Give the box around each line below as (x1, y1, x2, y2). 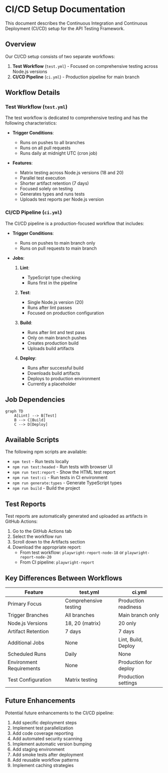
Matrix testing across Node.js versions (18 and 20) (19, 170, 124, 176)
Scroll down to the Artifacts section (12, 539, 85, 545)
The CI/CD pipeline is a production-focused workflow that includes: (5, 220, 144, 227)
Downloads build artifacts (27, 370, 80, 376)
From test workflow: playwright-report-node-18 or (19, 549, 124, 556)
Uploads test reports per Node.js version (19, 196, 104, 202)
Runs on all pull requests (19, 145, 71, 151)
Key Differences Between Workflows (5, 574, 122, 582)
